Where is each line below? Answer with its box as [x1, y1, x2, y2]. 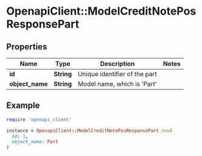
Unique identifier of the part [77, 70, 157, 78]
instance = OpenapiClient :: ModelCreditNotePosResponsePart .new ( [6, 127, 173, 133]
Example [6, 101, 40, 111]
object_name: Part [12, 139, 59, 145]
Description [100, 60, 135, 68]
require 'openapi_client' [6, 116, 72, 122]
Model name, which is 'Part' [77, 80, 157, 88]
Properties [6, 41, 47, 52]
